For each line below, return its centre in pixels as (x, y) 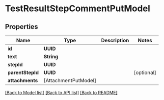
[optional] (145, 73)
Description (115, 40)
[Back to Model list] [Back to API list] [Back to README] (61, 93)
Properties (22, 27)
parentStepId (23, 73)
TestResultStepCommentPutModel (78, 9)
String (51, 57)
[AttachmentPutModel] (70, 80)
